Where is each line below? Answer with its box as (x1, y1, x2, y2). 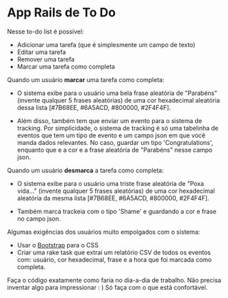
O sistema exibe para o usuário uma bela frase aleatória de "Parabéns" (16, 89, 218, 97)
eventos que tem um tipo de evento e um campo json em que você (16, 131, 205, 139)
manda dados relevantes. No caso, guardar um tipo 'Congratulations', (16, 138, 214, 146)
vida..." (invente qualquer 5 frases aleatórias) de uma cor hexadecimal (16, 187, 216, 195)
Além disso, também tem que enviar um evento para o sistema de (16, 116, 203, 124)
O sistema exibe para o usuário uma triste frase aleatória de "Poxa (16, 179, 204, 187)
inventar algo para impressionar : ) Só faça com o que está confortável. (7, 283, 208, 291)
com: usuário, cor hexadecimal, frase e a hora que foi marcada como (16, 255, 212, 264)
